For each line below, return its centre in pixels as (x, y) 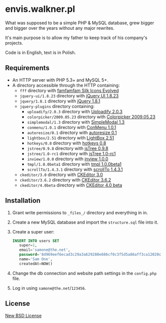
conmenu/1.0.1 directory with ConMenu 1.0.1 (72, 127)
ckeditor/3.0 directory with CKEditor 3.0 (61, 175)
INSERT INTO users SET (36, 241)
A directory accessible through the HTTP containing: (66, 85)
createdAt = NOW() (36, 264)
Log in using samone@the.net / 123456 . (49, 288)
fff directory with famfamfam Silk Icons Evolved (69, 91)
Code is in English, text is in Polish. (41, 52)
